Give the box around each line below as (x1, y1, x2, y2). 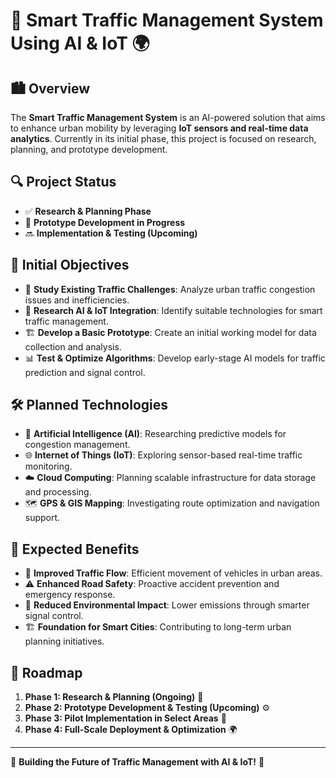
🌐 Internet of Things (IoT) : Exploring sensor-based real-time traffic (24, 449, 303, 461)
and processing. (24, 486, 92, 498)
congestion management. (24, 439, 131, 451)
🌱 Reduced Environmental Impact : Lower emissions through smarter (24, 599, 310, 611)
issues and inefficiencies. (24, 294, 130, 306)
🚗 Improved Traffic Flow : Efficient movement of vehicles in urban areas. (24, 567, 323, 579)
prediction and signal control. (24, 366, 146, 378)
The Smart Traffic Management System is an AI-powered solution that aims (10, 112, 326, 123)
